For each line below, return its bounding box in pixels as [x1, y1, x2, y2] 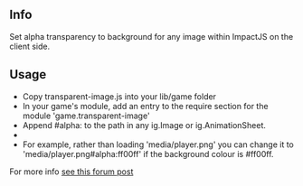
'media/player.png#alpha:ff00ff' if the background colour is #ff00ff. [22, 148, 274, 159]
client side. [9, 41, 51, 51]
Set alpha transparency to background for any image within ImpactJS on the [9, 31, 294, 42]
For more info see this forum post [9, 166, 134, 177]
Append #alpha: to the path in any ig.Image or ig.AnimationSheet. [22, 119, 267, 130]
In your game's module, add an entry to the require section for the [22, 100, 269, 111]
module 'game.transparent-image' [22, 110, 151, 121]
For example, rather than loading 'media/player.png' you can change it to [22, 139, 294, 150]
